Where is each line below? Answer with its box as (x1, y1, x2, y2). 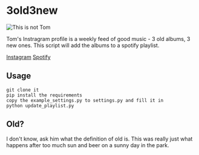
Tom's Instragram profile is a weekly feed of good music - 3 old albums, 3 (6, 35, 191, 42)
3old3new (6, 4, 59, 17)
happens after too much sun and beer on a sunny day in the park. (6, 141, 169, 148)
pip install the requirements (6, 92, 83, 98)
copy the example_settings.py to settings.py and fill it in (6, 97, 164, 103)
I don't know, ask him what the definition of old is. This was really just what (6, 135, 193, 142)
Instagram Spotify (6, 53, 51, 60)
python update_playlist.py (6, 103, 74, 109)
